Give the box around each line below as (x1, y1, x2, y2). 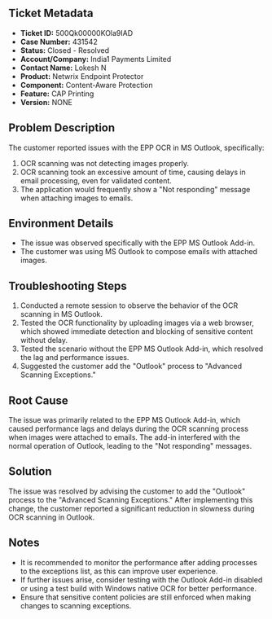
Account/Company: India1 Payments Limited (20, 54, 172, 64)
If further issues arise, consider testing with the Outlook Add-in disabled (20, 574, 263, 585)
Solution (8, 464, 52, 479)
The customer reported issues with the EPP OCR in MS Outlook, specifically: (8, 143, 265, 152)
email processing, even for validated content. (20, 175, 173, 186)
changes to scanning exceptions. (20, 600, 132, 610)
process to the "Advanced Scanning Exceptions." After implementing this (8, 494, 253, 504)
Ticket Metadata (8, 7, 94, 20)
